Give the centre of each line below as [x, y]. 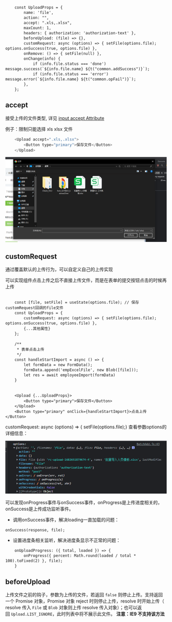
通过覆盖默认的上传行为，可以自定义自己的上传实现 [59, 269]
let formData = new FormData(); [58, 365]
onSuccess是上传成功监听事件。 [39, 509]
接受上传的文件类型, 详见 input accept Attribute [55, 118]
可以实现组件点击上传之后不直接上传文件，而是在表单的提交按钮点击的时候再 [86, 280]
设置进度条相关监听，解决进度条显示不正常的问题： [67, 541]
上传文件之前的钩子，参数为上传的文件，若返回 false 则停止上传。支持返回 [84, 595]
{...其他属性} [37, 329]
